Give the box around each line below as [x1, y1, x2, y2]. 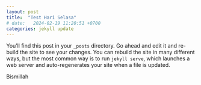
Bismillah [6, 73, 29, 80]
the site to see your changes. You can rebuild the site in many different [20, 49, 195, 56]
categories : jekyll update [6, 25, 74, 32]
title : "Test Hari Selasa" [6, 14, 77, 20]
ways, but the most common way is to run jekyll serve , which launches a [6, 55, 190, 62]
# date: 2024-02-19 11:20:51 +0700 [6, 20, 101, 26]
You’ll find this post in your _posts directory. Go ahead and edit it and [6, 42, 178, 49]
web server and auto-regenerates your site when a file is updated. [6, 61, 170, 69]
